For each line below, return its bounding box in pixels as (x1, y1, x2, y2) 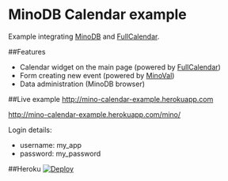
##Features (8, 47, 46, 56)
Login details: (8, 125, 52, 134)
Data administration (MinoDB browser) (19, 79, 145, 89)
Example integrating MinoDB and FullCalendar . (8, 32, 160, 41)
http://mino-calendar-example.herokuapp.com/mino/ (8, 109, 181, 119)
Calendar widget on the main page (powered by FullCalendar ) (19, 62, 222, 72)
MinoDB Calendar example (8, 6, 188, 24)
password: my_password (19, 149, 101, 158)
